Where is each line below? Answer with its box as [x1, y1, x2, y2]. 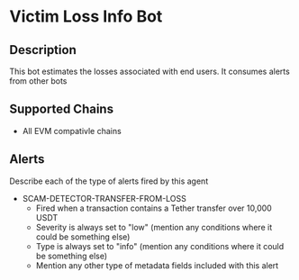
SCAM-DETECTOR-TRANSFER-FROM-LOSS [22, 193, 187, 203]
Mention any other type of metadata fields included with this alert [35, 259, 279, 271]
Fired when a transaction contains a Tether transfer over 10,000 [35, 203, 272, 213]
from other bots [9, 76, 68, 86]
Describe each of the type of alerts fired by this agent [9, 176, 209, 186]
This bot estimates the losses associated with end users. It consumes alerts [9, 66, 290, 77]
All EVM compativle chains [22, 125, 122, 136]
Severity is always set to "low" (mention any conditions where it [35, 221, 273, 232]
